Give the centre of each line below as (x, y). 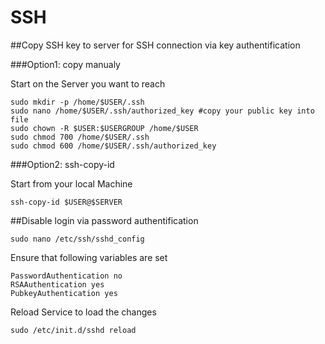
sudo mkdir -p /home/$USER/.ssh (77, 102)
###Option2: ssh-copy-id (62, 164)
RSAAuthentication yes (57, 284)
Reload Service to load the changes (83, 312)
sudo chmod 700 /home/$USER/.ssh (80, 137)
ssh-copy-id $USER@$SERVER (66, 202)
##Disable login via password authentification (104, 220)
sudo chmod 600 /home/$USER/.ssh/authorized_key (113, 146)
